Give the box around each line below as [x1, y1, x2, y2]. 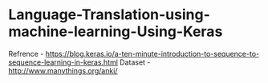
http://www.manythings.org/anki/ [8, 65, 118, 75]
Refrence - [8, 49, 44, 58]
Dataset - [120, 57, 151, 67]
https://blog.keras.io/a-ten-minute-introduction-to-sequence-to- [45, 49, 259, 58]
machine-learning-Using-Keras [8, 22, 223, 41]
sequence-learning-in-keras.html [8, 57, 119, 67]
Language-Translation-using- [8, 6, 211, 24]
